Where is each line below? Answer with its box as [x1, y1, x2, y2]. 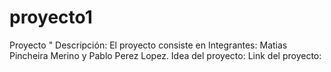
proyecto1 [9, 6, 93, 29]
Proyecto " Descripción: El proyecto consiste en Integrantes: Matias [9, 39, 288, 51]
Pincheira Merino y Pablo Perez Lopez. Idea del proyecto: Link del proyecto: [9, 49, 322, 61]
